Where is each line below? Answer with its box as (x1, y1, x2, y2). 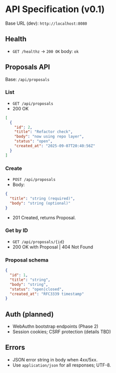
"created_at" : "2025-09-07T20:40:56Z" (14, 144, 95, 149)
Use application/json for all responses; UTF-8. (12, 362, 111, 368)
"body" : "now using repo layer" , (14, 134, 84, 139)
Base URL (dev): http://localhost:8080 (5, 20, 87, 26)
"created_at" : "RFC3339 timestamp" (10, 291, 84, 296)
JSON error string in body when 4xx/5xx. (12, 356, 98, 362)
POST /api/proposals (12, 177, 56, 182)
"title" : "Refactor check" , (14, 130, 73, 135)
